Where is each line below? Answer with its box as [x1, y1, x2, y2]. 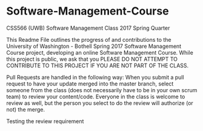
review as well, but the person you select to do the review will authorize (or [6, 99, 194, 107]
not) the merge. [6, 106, 45, 113]
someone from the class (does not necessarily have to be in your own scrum [6, 86, 198, 93]
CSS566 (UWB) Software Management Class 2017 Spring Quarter [6, 24, 170, 32]
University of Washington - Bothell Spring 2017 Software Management [6, 42, 182, 50]
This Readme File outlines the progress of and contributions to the [6, 36, 171, 43]
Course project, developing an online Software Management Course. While [6, 49, 194, 56]
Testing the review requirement [6, 117, 84, 125]
